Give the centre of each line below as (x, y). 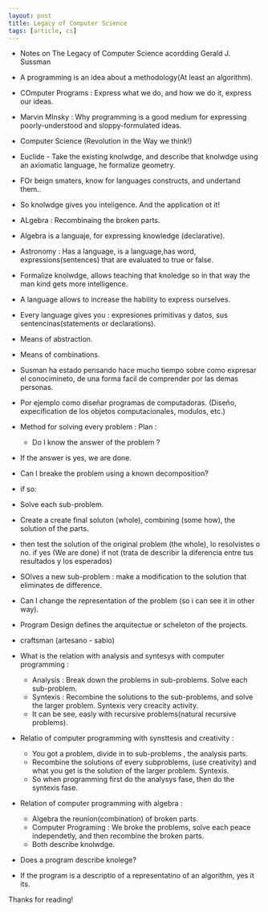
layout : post (30, 16)
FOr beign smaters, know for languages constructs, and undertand (130, 180)
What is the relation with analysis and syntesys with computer (122, 656)
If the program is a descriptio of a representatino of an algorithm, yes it (137, 876)
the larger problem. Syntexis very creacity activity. (115, 706)
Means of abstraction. (56, 339)
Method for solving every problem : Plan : (88, 427)
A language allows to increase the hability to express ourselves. (125, 300)
